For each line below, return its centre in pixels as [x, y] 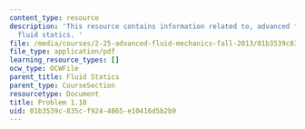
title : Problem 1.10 [49, 102]
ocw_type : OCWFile [44, 69]
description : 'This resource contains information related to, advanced [150, 26]
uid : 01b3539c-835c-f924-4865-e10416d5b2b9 [93, 111]
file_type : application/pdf [63, 52]
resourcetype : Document [54, 94]
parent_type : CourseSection [63, 85]
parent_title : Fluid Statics [64, 77]
